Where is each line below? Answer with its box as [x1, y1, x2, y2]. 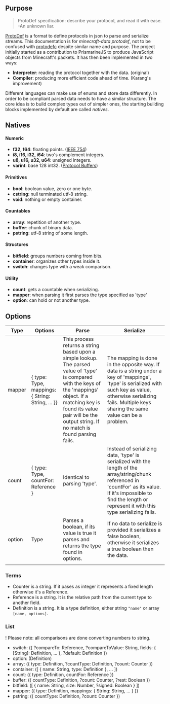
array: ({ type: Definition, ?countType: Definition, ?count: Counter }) [12, 660, 153, 666]
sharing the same [107, 405, 149, 412]
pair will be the [63, 412, 98, 419]
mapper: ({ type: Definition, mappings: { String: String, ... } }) [12, 687, 139, 694]
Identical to [63, 474, 90, 481]
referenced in [107, 477, 139, 484]
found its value [63, 405, 98, 412]
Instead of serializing [107, 445, 157, 452]
